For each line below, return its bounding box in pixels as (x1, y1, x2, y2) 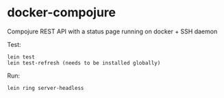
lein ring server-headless (7, 84, 84, 91)
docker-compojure (7, 5, 116, 20)
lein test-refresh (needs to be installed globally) (7, 59, 161, 66)
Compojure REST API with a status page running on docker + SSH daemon (7, 27, 218, 35)
